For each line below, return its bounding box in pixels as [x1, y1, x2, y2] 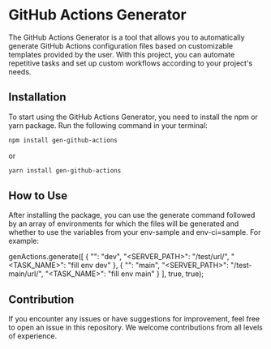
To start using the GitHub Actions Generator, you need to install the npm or [8, 112, 258, 121]
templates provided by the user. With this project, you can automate [8, 49, 235, 59]
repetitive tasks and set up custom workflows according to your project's [8, 58, 253, 68]
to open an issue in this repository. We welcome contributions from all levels [8, 322, 264, 333]
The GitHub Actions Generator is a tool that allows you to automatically [8, 32, 245, 42]
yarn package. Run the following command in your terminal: [8, 120, 209, 130]
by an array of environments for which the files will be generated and [8, 219, 239, 228]
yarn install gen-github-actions [8, 166, 122, 175]
